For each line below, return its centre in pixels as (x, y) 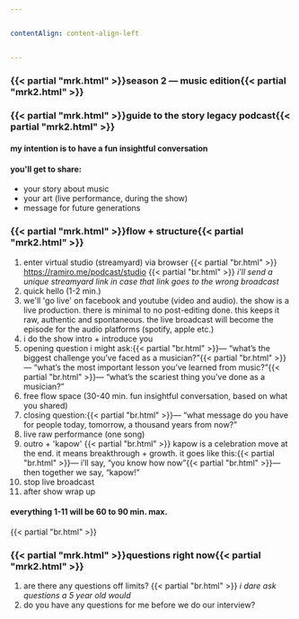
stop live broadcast (59, 482)
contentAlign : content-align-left (75, 33)
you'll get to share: (46, 169)
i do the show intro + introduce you (88, 339)
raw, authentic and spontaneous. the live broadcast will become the (148, 319)
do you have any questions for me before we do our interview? (139, 605)
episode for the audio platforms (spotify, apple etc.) (119, 329)
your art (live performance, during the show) (105, 199)
